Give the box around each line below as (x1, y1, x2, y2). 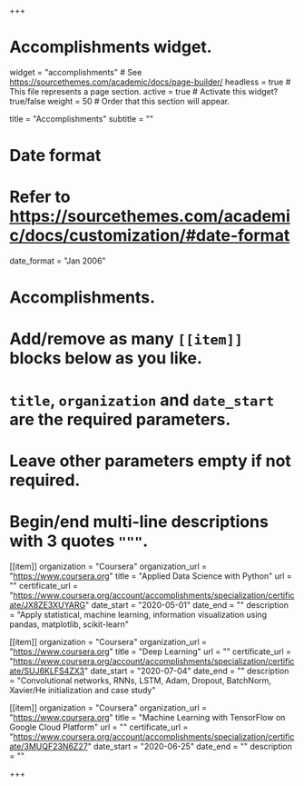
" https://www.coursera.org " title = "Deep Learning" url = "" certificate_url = (9, 646, 292, 657)
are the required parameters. (9, 409, 231, 430)
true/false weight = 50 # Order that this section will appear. (9, 95, 230, 106)
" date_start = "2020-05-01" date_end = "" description (84, 599, 289, 610)
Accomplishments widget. (9, 37, 212, 57)
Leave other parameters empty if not (9, 451, 292, 471)
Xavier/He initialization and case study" (9, 684, 156, 695)
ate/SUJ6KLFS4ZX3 (9, 665, 84, 676)
